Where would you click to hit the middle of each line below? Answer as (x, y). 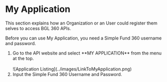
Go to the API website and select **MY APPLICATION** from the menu (87, 53)
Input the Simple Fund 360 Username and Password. (67, 74)
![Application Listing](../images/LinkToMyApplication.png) (72, 69)
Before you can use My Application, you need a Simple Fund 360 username (83, 38)
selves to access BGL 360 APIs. (38, 28)
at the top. (23, 58)
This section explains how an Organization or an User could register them (81, 23)
